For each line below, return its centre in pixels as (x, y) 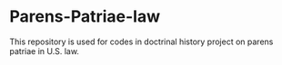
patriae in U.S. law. (45, 51)
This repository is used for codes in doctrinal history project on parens (141, 42)
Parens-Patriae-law (85, 17)
